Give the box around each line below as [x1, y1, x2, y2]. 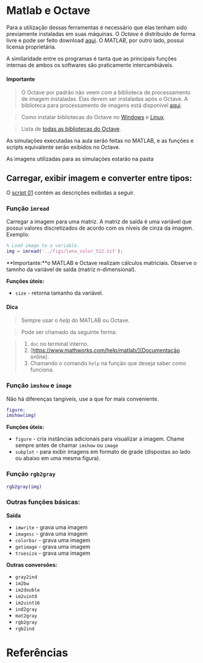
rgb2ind [15, 625, 35, 632]
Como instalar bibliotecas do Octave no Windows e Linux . [21, 114, 165, 121]
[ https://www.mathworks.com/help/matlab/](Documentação [30, 347, 181, 354]
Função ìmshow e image [6, 381, 72, 390]
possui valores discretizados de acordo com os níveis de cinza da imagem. [6, 224, 194, 232]
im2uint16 [15, 600, 41, 606]
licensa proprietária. [6, 43, 56, 50]
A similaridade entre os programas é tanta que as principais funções [6, 55, 177, 62]
